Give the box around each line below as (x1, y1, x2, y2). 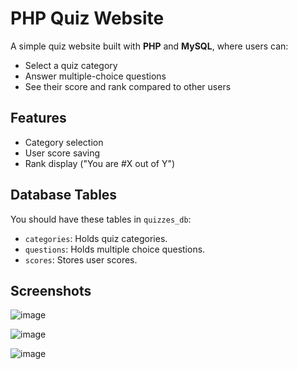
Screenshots (10, 282, 92, 299)
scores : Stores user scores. (24, 253, 138, 266)
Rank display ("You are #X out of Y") (24, 157, 176, 169)
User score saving (24, 147, 101, 159)
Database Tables (10, 187, 118, 204)
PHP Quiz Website (10, 7, 165, 30)
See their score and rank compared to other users (24, 80, 232, 92)
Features (10, 110, 67, 127)
